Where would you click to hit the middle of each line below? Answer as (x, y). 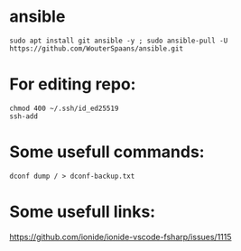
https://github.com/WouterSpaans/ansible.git (96, 48)
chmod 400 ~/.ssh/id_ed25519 (64, 108)
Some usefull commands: (107, 152)
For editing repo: (73, 84)
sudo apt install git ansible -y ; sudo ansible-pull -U (119, 41)
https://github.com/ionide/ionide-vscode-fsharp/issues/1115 (120, 237)
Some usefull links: (83, 212)
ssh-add (24, 116)
